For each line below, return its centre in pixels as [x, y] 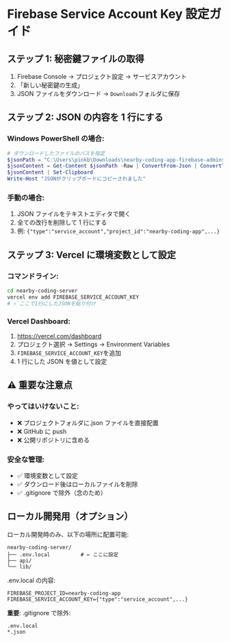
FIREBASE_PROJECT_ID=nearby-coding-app [64, 593]
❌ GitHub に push [42, 431]
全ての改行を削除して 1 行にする [62, 222]
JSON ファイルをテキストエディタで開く [74, 214]
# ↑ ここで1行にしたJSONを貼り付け [52, 303]
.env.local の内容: [31, 580]
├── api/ [20, 560]
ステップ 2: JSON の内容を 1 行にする [85, 117]
